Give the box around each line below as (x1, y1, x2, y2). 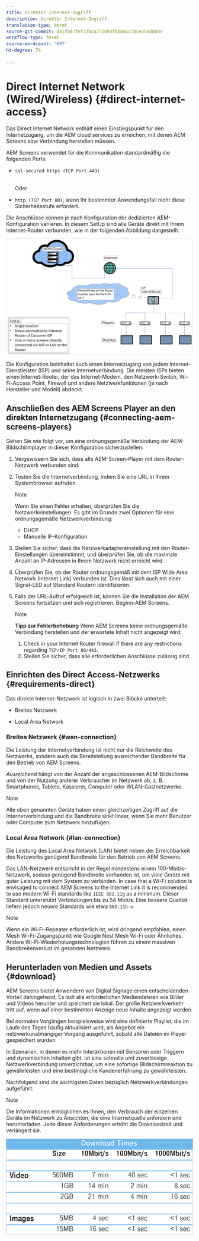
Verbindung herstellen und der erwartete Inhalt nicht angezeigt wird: (14, 629, 182, 636)
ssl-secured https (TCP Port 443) (14, 168, 100, 174)
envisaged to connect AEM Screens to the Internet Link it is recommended (6, 884, 188, 891)
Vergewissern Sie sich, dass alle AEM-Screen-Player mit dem (14, 455, 165, 463)
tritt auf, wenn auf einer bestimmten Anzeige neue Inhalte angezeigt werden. (6, 1006, 193, 1013)
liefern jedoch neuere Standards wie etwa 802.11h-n (6, 903, 133, 910)
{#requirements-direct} (6, 679, 95, 689)
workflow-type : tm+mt (6, 34, 60, 41)
